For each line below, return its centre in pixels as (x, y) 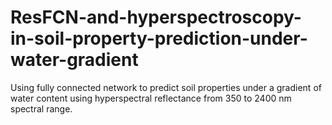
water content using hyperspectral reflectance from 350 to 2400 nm (151, 98)
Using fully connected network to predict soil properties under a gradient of (166, 87)
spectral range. (41, 108)
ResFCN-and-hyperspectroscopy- (156, 17)
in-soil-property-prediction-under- (159, 38)
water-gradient (74, 60)
